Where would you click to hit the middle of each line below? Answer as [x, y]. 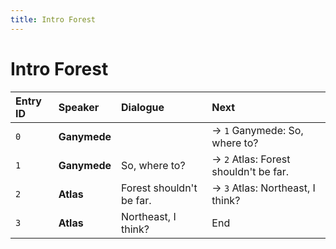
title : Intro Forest [53, 19]
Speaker [79, 107]
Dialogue [143, 107]
